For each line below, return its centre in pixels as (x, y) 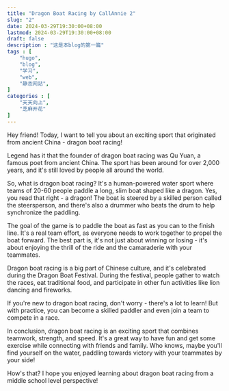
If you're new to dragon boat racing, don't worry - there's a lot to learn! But (112, 303)
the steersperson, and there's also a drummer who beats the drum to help (111, 205)
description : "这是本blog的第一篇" (56, 45)
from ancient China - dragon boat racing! (65, 142)
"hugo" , (30, 58)
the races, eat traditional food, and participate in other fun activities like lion (113, 282)
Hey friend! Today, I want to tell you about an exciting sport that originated (112, 135)
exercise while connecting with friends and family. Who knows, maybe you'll (114, 345)
